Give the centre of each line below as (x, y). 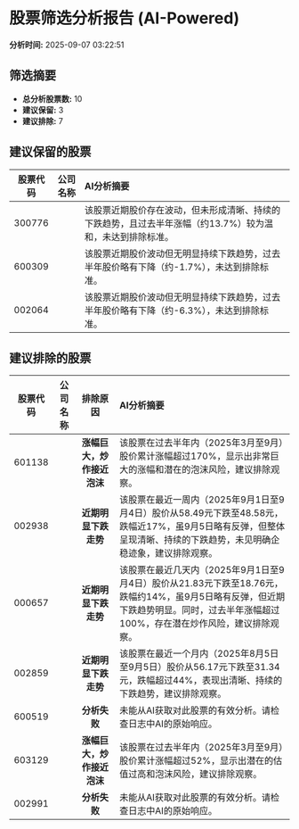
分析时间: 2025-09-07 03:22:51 (67, 45)
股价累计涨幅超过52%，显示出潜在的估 (201, 761)
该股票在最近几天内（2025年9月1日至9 (202, 570)
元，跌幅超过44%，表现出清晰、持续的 (201, 681)
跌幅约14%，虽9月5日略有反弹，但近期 (202, 597)
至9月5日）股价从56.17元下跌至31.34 (200, 667)
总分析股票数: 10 (52, 98)
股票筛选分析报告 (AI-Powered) (125, 18)
